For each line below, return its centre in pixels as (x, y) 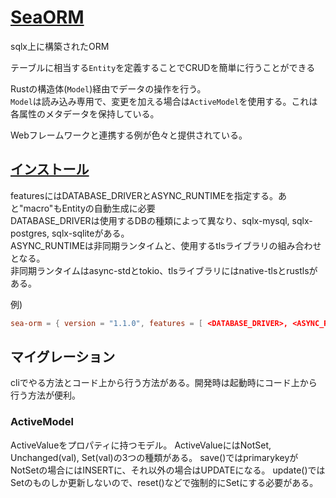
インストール (50, 169)
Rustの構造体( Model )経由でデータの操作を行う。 (108, 88)
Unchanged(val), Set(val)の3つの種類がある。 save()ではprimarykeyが (154, 457)
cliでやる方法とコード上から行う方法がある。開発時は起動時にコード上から (164, 383)
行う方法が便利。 (45, 395)
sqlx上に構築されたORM (60, 46)
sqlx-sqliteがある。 (90, 233)
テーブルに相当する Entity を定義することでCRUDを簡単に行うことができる (163, 67)
